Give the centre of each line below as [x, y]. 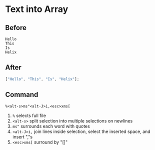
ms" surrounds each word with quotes [51, 126]
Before [16, 28]
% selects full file [29, 115]
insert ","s [22, 136]
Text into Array [37, 9]
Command [22, 95]
